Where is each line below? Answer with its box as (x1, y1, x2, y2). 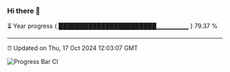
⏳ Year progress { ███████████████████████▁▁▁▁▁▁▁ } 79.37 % (7, 22, 218, 30)
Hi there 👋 (7, 6, 41, 16)
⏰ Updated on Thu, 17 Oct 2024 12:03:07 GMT (7, 44, 138, 52)
